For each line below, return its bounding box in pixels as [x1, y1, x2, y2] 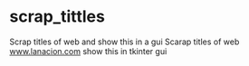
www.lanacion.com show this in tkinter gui [9, 45, 168, 56]
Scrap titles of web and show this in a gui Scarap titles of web [9, 36, 240, 47]
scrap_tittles [9, 6, 106, 27]
